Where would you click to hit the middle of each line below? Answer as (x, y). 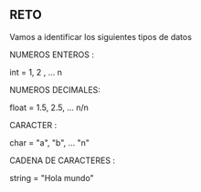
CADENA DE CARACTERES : (63, 160)
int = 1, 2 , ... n (36, 72)
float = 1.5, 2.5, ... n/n (49, 107)
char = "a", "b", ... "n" (49, 142)
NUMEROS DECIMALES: (55, 89)
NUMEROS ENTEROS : (52, 55)
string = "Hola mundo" (52, 177)
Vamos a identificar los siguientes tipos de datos (100, 36)
